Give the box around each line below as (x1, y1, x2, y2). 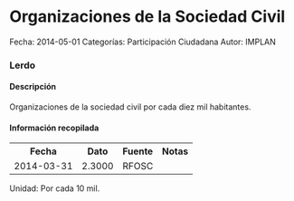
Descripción (9, 81, 57, 92)
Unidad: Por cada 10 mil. (9, 183, 100, 194)
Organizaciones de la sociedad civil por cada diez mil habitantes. (9, 101, 251, 112)
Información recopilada (9, 122, 100, 133)
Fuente (122, 145, 154, 158)
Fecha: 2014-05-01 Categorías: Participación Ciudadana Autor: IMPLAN (9, 36, 276, 47)
